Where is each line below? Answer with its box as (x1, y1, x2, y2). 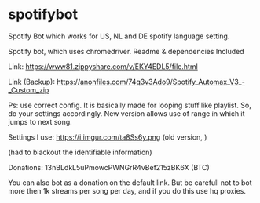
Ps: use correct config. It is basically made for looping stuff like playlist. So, (8, 100, 251, 110)
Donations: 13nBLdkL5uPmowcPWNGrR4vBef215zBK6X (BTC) (8, 162, 210, 172)
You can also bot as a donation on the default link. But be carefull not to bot (8, 178, 253, 187)
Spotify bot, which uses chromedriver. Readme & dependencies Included (8, 46, 245, 56)
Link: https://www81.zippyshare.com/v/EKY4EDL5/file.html (8, 61, 198, 71)
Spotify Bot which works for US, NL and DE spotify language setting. (8, 31, 230, 41)
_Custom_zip (8, 85, 49, 95)
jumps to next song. (8, 117, 72, 126)
